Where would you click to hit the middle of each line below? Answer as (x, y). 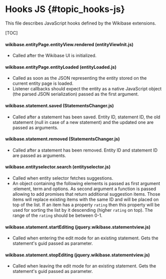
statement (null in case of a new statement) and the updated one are (83, 122)
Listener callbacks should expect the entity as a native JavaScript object (87, 89)
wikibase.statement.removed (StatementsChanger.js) (62, 139)
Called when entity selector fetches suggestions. (63, 178)
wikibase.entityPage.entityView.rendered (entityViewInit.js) (69, 44)
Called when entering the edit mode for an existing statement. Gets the (85, 238)
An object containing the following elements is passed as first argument (86, 183)
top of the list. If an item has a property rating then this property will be (86, 205)
